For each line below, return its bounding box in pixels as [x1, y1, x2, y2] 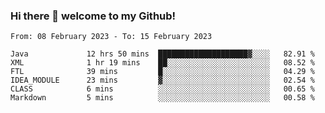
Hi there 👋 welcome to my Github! [10, 9, 177, 23]
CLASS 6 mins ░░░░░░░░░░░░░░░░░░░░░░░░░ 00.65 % [10, 84, 315, 94]
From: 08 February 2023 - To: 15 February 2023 [10, 32, 213, 42]
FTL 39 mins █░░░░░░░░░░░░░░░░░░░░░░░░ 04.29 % [10, 67, 315, 77]
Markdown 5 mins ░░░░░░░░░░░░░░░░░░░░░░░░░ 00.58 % [10, 93, 315, 103]
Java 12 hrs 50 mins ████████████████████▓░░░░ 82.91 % [10, 49, 315, 59]
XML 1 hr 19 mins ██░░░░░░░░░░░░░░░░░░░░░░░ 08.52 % [10, 58, 315, 68]
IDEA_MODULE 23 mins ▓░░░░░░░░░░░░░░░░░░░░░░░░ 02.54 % [10, 75, 315, 86]
